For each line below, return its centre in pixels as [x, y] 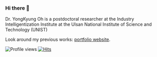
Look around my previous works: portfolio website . [58, 39]
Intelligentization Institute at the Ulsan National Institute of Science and [78, 24]
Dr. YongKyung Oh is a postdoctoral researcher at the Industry [70, 19]
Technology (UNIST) [26, 30]
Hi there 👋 [18, 8]
